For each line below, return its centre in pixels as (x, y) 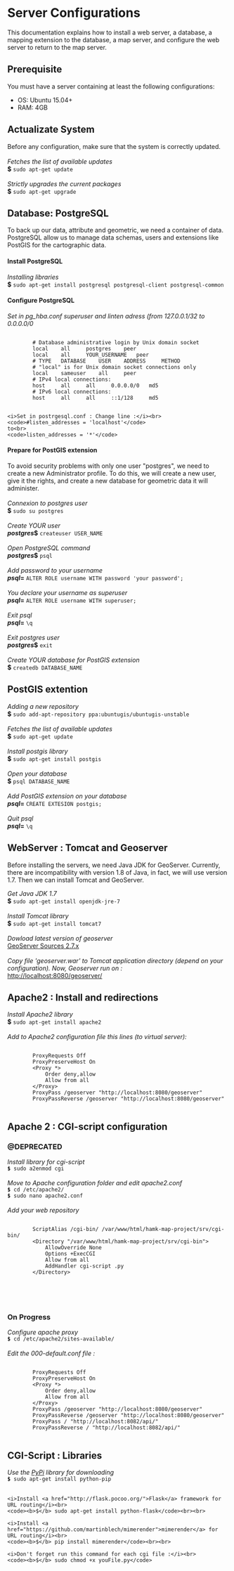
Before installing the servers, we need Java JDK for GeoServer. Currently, (114, 865)
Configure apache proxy (43, 1332)
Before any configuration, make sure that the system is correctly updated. (114, 146)
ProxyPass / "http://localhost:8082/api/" (96, 1422)
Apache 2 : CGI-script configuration (87, 1127)
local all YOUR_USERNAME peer (91, 355)
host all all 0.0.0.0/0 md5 (96, 385)
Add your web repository (43, 1211)
